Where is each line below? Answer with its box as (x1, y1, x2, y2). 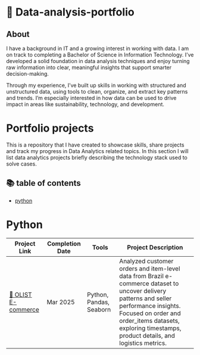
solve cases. (6, 160, 37, 167)
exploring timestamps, (118, 324, 182, 332)
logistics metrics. (118, 339, 167, 347)
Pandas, (87, 298, 110, 306)
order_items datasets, (118, 316, 180, 325)
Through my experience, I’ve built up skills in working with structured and (6, 82, 186, 89)
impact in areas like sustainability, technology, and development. (6, 101, 165, 108)
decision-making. (6, 70, 49, 77)
